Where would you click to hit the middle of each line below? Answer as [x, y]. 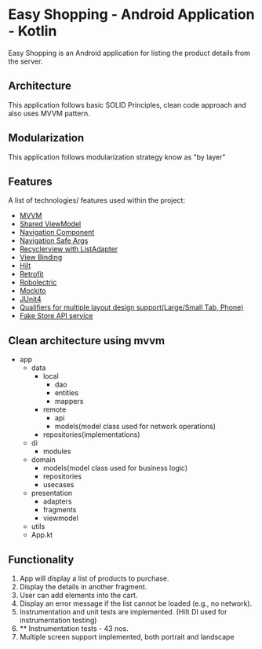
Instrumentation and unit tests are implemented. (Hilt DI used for [123, 612]
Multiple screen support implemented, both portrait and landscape [127, 637]
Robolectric [38, 282]
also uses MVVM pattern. [49, 113]
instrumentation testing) [58, 620]
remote [55, 409]
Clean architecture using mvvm [87, 341]
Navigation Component [57, 233]
